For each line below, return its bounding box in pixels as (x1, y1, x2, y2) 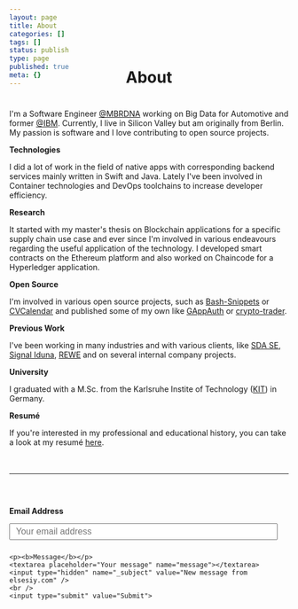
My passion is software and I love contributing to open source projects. (9, 127, 270, 137)
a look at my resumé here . (9, 436, 105, 448)
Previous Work (9, 323, 65, 333)
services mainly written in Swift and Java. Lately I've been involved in (9, 170, 263, 182)
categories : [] (9, 29, 66, 38)
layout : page (9, 12, 58, 22)
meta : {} (9, 71, 42, 80)
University (9, 366, 49, 377)
